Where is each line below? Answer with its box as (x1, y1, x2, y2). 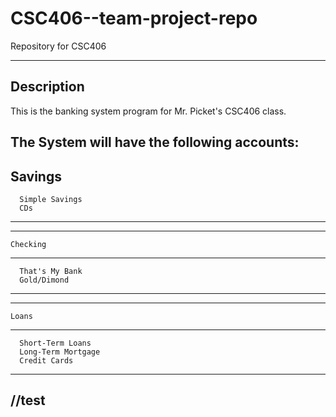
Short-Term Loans (19, 338, 92, 348)
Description (10, 78, 85, 96)
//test (10, 392, 46, 409)
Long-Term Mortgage (19, 347, 101, 357)
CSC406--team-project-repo (10, 7, 258, 30)
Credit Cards (19, 355, 74, 366)
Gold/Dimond (19, 275, 70, 285)
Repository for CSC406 (10, 40, 107, 52)
